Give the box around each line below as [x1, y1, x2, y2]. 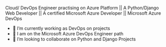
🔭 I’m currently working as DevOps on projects [12, 25, 110, 31]
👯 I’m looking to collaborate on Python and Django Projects [12, 36, 136, 42]
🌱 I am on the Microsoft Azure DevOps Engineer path [12, 31, 123, 36]
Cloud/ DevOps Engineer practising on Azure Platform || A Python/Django [5, 5, 159, 11]
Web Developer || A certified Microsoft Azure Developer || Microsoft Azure [5, 10, 161, 16]
